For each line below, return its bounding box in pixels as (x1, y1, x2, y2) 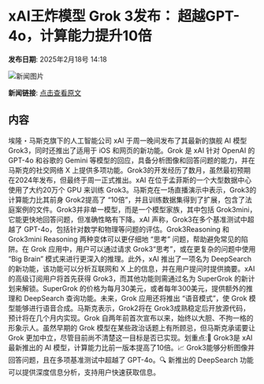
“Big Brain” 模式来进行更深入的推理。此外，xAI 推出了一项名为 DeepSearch (8, 254, 252, 263)
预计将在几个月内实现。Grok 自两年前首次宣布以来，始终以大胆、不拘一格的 (8, 313, 254, 322)
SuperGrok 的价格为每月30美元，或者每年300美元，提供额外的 (42, 283, 247, 293)
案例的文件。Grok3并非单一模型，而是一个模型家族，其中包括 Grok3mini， (14, 204, 257, 214)
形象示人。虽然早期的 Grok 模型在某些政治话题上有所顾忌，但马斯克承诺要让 (8, 322, 256, 332)
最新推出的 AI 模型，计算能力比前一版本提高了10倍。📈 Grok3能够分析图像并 (8, 342, 255, 352)
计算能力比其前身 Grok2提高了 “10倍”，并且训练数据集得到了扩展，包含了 (8, 195, 246, 204)
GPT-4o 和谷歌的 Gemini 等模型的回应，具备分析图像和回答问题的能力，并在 (8, 155, 256, 165)
